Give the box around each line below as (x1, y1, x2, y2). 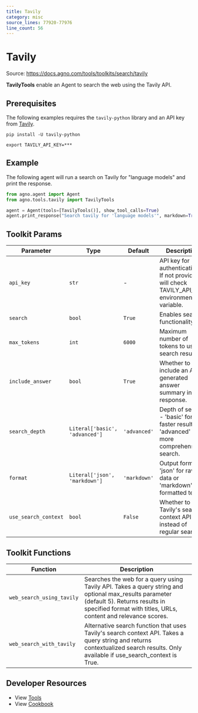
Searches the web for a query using (84, 575, 183, 583)
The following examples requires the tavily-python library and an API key (6, 114, 185, 121)
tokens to (159, 342, 186, 351)
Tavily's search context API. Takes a (84, 629, 184, 637)
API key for (159, 257, 190, 265)
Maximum (159, 328, 187, 336)
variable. (159, 301, 184, 309)
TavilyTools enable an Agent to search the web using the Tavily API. (6, 81, 172, 88)
